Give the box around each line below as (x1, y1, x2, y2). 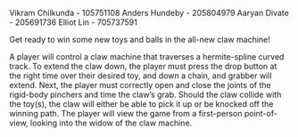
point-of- (244, 109, 278, 118)
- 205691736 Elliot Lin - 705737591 (9, 17, 138, 28)
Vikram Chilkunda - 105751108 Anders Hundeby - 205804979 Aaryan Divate (9, 8, 290, 18)
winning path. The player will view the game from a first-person (9, 109, 243, 118)
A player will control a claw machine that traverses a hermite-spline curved (9, 52, 285, 61)
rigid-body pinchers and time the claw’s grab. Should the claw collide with (9, 89, 282, 100)
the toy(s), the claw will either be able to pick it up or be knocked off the (9, 99, 274, 109)
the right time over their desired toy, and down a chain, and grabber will (9, 70, 272, 81)
